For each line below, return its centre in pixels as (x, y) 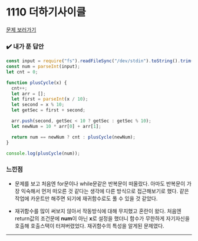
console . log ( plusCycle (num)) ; (43, 153)
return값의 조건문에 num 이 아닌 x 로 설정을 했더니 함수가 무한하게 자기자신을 (102, 218)
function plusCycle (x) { (37, 83)
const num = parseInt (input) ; (43, 67)
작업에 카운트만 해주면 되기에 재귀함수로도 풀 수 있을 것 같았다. (86, 198)
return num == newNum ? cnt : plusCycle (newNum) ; (73, 137)
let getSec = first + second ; (48, 110)
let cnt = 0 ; (22, 72)
